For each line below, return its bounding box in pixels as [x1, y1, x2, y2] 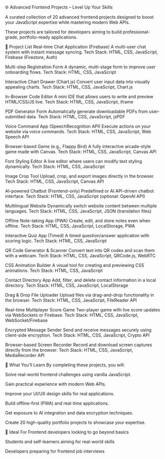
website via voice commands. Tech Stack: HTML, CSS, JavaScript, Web [5, 129, 152, 134]
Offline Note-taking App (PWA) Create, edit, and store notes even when [5, 218, 151, 223]
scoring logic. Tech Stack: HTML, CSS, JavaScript [5, 238, 107, 244]
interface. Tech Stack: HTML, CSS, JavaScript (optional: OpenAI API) [5, 193, 145, 199]
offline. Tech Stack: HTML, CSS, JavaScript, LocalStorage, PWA [5, 223, 135, 229]
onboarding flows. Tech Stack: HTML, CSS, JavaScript [5, 69, 116, 75]
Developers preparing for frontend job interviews [5, 448, 105, 454]
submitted [5, 114, 26, 119]
